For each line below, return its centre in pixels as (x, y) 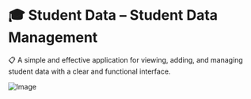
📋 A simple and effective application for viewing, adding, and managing (125, 59)
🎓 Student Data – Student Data (113, 15)
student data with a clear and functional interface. (89, 71)
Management (53, 38)
